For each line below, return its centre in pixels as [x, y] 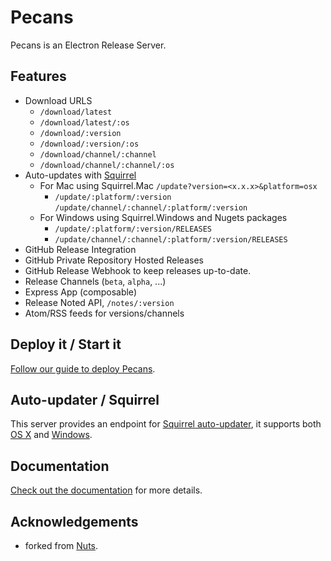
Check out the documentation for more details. [106, 490]
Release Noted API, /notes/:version [99, 302]
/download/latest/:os [84, 122]
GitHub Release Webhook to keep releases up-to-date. [138, 270]
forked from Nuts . [61, 545]
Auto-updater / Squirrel [85, 399]
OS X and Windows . [51, 435]
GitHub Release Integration [80, 249]
